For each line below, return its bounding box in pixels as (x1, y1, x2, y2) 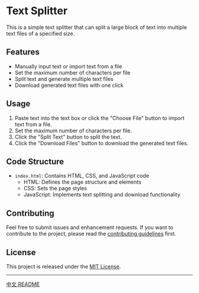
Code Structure (6, 157, 64, 167)
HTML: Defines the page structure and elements (23, 178, 142, 185)
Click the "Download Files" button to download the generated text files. (14, 139, 188, 146)
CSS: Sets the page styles (23, 185, 88, 192)
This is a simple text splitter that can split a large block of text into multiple (6, 24, 187, 31)
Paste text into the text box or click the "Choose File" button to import (14, 114, 185, 122)
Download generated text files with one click (14, 82, 124, 89)
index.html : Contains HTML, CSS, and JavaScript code (14, 172, 149, 180)
